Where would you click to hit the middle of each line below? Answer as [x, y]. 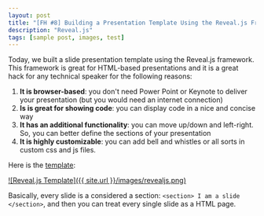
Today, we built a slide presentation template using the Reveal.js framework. [131, 60]
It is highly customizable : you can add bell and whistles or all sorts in [132, 141]
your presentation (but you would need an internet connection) [121, 100]
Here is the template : [42, 165]
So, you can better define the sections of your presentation [115, 134]
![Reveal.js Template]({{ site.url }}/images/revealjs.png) [97, 181]
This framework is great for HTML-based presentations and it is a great [123, 68]
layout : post [29, 15]
